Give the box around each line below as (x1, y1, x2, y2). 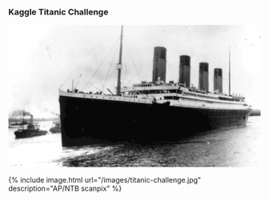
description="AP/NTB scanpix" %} (8, 183, 122, 193)
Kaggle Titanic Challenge (8, 6, 109, 18)
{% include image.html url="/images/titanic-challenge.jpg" (8, 175, 202, 184)
